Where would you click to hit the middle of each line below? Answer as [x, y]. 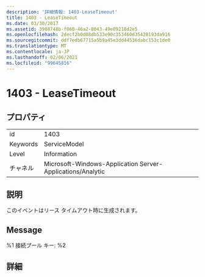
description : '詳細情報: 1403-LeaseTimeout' [62, 12]
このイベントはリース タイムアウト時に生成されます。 [74, 210]
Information [60, 154]
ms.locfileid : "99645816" [39, 63]
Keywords [24, 144]
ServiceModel [64, 144]
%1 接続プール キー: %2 [36, 245]
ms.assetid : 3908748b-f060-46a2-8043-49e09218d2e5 [72, 29]
